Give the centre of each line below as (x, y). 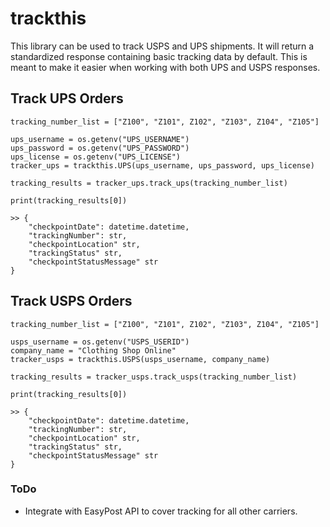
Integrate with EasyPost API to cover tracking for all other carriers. (161, 511)
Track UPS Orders (67, 98)
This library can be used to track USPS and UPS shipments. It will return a (162, 46)
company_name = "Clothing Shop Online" (93, 350)
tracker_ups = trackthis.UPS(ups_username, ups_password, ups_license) (162, 165)
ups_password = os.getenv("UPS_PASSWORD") (100, 148)
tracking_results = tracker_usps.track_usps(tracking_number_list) (154, 377)
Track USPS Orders (71, 301)
